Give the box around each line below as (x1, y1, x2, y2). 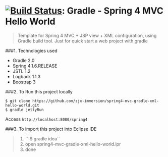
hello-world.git (5, 102, 39, 108)
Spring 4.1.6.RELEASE (12, 63, 58, 69)
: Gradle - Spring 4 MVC (62, 5, 164, 17)
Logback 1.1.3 (12, 73, 41, 79)
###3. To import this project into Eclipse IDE (5, 126, 97, 132)
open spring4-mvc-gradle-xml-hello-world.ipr (25, 141, 121, 147)
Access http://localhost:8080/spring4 (5, 116, 88, 122)
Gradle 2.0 (12, 57, 35, 63)
